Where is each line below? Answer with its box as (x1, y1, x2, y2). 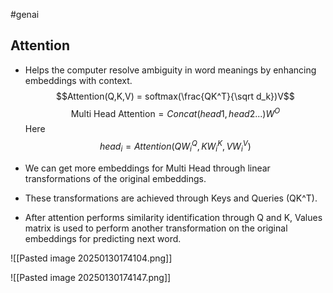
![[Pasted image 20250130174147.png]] (10, 271, 172, 283)
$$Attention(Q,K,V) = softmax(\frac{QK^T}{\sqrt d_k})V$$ (56, 90, 295, 102)
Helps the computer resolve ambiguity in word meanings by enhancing (24, 64, 317, 76)
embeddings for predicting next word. (24, 232, 182, 244)
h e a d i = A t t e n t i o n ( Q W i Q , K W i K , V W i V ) (99, 139, 252, 154)
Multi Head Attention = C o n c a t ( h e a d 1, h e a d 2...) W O (70, 105, 281, 119)
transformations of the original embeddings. (24, 172, 207, 184)
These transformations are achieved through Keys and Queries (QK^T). (24, 192, 318, 204)
